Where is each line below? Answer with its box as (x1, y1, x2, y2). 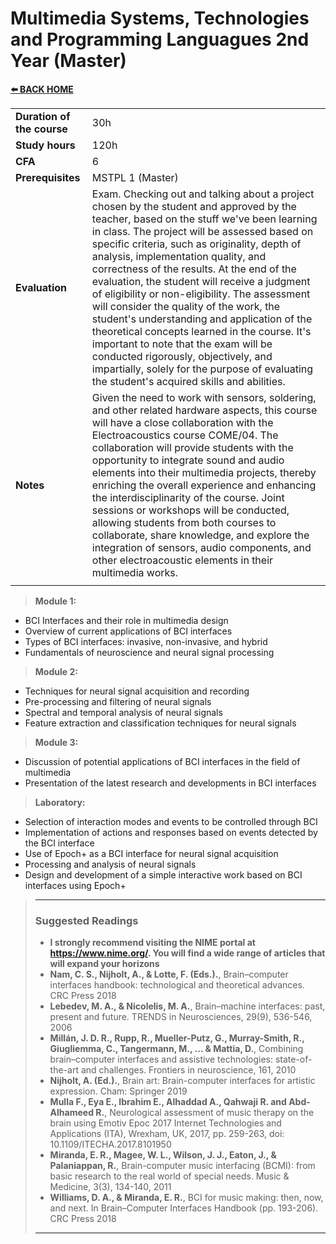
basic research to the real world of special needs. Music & (49, 1170, 290, 1182)
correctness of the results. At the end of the (91, 262, 297, 276)
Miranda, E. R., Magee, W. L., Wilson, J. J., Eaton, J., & (49, 1149, 277, 1161)
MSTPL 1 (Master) (91, 170, 179, 184)
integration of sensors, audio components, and (91, 540, 312, 554)
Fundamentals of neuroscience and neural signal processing (24, 646, 275, 658)
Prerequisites (15, 170, 81, 184)
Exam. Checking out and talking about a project (91, 187, 315, 201)
